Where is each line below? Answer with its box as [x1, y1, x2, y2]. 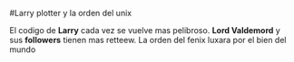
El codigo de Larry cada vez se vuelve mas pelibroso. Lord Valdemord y [9, 25, 281, 35]
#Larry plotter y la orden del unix [9, 8, 132, 18]
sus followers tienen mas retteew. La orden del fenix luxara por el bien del [9, 35, 287, 45]
